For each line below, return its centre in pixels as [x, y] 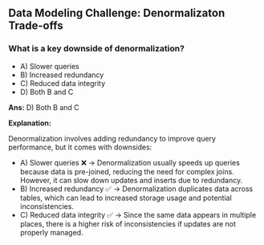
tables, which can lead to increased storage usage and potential [126, 198]
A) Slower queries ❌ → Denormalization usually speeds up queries [130, 162]
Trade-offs [36, 26]
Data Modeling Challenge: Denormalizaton [117, 13]
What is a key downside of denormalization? [96, 49]
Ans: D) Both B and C [44, 107]
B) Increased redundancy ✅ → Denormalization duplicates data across [136, 189]
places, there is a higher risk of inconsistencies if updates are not [128, 223]
